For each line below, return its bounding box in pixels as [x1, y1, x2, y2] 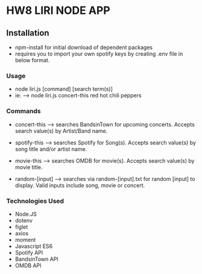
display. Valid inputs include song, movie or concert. [14, 181, 145, 189]
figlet [14, 223, 28, 230]
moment [14, 236, 36, 243]
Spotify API [14, 249, 43, 256]
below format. [14, 57, 50, 64]
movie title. [14, 163, 43, 171]
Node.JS [14, 210, 37, 218]
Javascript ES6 [14, 243, 53, 250]
